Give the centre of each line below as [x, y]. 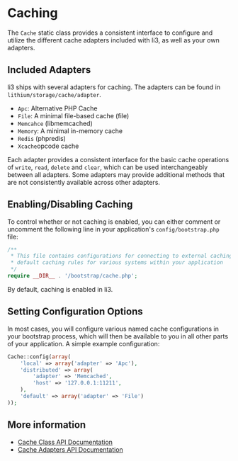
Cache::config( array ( [39, 357]
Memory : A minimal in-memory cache [70, 131]
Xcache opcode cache [48, 146]
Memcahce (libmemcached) [55, 123]
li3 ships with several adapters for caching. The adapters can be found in [114, 87]
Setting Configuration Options [75, 312]
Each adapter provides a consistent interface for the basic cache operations [118, 159]
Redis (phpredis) [41, 138]
